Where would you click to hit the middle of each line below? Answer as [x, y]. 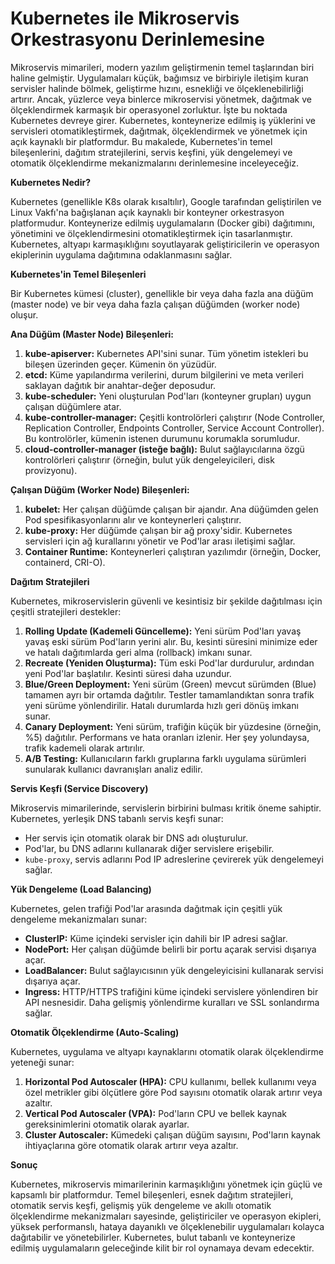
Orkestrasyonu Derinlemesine [137, 39]
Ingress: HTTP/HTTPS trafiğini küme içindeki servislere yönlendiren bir [171, 991]
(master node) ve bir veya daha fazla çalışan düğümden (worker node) [155, 304]
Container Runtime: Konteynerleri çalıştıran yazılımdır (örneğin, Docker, [173, 551]
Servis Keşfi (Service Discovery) [79, 788]
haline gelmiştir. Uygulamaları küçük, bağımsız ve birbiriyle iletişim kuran [159, 78]
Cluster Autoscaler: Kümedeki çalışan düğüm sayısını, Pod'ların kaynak [172, 1134]
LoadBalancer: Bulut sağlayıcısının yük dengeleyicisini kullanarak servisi [174, 970]
